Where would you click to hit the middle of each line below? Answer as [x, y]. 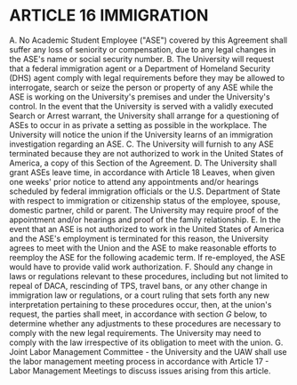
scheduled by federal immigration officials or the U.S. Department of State [145, 191]
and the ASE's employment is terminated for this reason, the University [139, 238]
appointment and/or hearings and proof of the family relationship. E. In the [145, 220]
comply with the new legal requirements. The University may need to [135, 333]
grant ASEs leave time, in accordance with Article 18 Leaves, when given [142, 172]
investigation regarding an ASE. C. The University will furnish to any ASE [141, 144]
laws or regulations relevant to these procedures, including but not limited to [149, 276]
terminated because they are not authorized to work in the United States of [146, 153]
